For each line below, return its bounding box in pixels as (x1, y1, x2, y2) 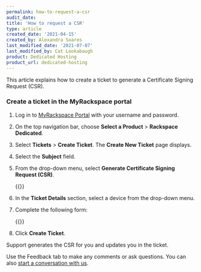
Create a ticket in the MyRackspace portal (6, 97, 132, 106)
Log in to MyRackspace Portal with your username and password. (14, 111, 179, 118)
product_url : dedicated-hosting (6, 59, 88, 65)
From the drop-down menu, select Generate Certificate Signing (14, 164, 175, 172)
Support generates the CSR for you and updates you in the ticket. (6, 241, 169, 248)
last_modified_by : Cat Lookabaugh (6, 48, 94, 54)
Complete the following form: (14, 206, 88, 213)
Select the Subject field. (14, 152, 75, 160)
